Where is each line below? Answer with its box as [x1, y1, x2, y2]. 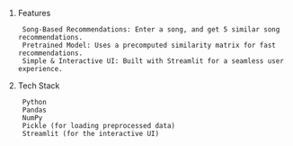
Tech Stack [17, 80, 60, 91]
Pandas [22, 105, 47, 114]
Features [17, 8, 51, 18]
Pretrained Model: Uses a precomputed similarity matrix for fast [22, 41, 276, 50]
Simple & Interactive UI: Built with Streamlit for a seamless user [22, 57, 285, 66]
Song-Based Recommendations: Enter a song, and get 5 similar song [22, 25, 280, 34]
